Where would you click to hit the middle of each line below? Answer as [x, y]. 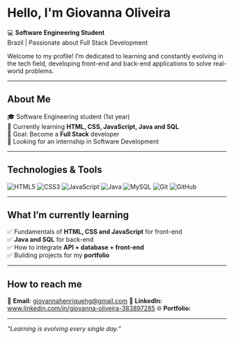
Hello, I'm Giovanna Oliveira [89, 13]
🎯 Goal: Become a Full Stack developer [63, 134]
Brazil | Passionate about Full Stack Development [78, 42]
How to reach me [45, 284]
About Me [29, 99]
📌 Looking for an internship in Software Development [83, 141]
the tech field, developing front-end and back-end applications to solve [109, 63]
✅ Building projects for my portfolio [58, 255]
